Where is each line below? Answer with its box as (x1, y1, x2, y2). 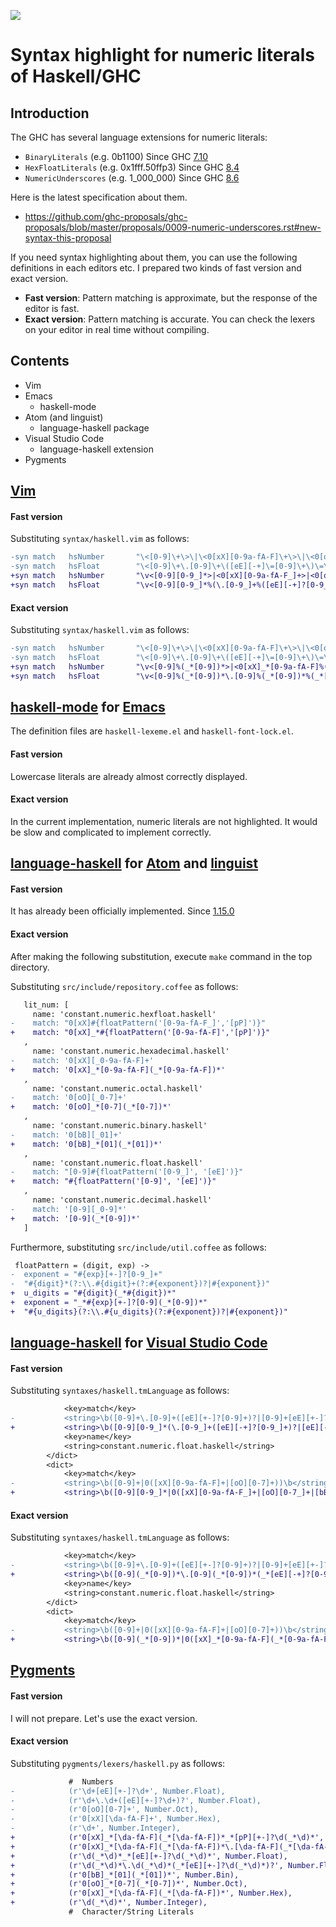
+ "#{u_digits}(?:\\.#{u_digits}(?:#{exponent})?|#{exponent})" (10, 1306, 288, 1317)
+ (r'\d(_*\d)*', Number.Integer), (10, 1898, 208, 1908)
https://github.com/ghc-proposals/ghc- (24, 211, 188, 222)
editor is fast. (24, 303, 80, 314)
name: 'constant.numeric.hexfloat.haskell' (32, 1009, 217, 1019)
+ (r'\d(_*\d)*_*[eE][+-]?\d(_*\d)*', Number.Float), (10, 1851, 288, 1861)
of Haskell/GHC (10, 65, 142, 88)
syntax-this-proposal (24, 232, 112, 244)
